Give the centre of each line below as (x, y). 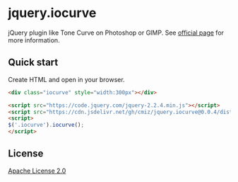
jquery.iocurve (52, 13)
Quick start (33, 63)
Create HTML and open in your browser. (67, 79)
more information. (34, 40)
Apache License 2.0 (37, 171)
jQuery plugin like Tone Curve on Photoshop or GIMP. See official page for (116, 33)
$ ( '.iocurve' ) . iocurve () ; (46, 125)
